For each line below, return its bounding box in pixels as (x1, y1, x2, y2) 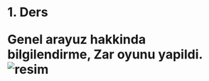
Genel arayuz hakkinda (7, 32, 146, 48)
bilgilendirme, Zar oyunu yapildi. (7, 46, 203, 63)
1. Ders (7, 4, 48, 20)
